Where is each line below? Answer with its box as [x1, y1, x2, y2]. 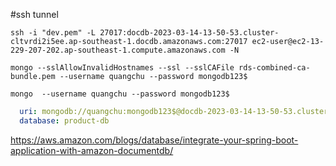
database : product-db [19, 115, 110, 126]
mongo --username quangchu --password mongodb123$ [10, 89, 230, 99]
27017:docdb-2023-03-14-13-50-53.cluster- [99, 28, 280, 38]
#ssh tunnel [10, 9, 59, 20]
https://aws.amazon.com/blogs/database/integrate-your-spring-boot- [10, 134, 299, 146]
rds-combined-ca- [238, 63, 311, 73]
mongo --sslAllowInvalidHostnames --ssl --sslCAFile [10, 63, 235, 73]
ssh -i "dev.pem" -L [10, 28, 97, 38]
